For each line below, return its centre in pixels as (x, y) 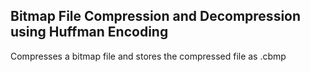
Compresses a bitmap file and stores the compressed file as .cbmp (148, 56)
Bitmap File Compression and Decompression (156, 16)
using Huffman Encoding (89, 32)
